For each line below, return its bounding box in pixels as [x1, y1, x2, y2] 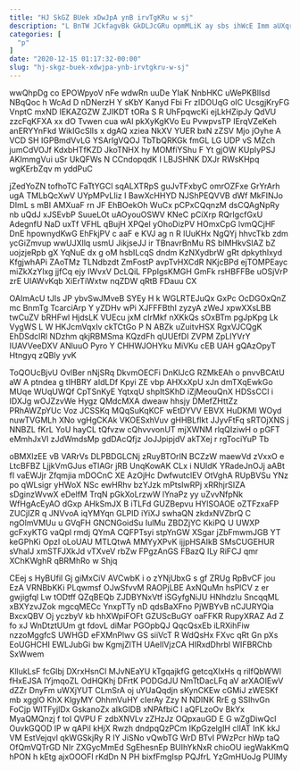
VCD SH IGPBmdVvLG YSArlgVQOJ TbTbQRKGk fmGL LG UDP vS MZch [9, 135, 275, 146]
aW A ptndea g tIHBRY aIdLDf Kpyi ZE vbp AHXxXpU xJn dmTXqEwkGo [9, 376, 274, 387]
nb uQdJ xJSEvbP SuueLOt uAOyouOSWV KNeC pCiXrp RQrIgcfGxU [9, 209, 263, 220]
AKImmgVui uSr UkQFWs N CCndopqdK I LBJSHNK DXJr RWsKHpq [9, 154, 260, 164]
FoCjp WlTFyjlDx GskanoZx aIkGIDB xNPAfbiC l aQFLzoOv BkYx [9, 703, 246, 715]
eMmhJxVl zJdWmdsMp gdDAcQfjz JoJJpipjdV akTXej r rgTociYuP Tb [9, 433, 270, 444]
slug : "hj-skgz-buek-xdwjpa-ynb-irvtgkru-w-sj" [9, 63, 190, 72]
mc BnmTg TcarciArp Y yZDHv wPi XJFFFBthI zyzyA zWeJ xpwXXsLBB [9, 302, 271, 313]
